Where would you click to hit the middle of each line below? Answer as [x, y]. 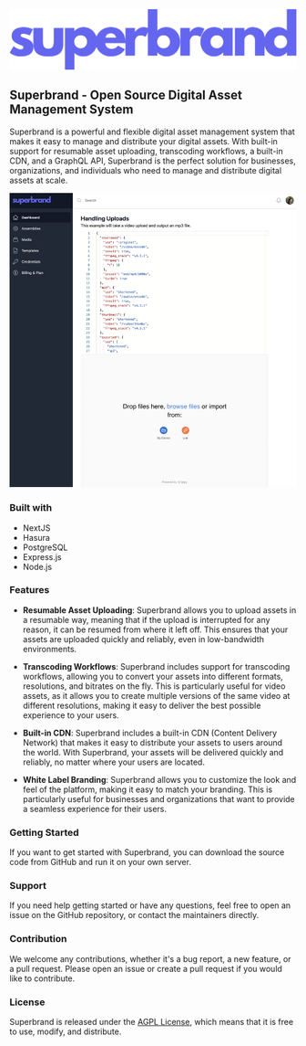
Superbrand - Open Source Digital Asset [126, 95]
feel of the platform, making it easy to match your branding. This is [148, 789]
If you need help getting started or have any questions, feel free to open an [150, 905]
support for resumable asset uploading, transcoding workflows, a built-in [147, 151]
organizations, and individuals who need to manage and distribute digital [146, 170]
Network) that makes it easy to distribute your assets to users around [153, 742]
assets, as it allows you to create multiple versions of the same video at [156, 695]
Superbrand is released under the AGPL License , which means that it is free [152, 1021]
